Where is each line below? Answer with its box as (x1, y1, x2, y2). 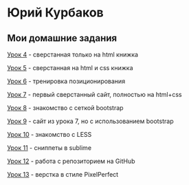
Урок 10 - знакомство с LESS (7, 131, 92, 138)
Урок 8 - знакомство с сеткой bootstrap (7, 104, 124, 111)
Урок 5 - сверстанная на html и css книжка (7, 64, 133, 72)
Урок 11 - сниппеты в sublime (7, 144, 91, 152)
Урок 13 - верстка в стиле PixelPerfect (7, 171, 119, 178)
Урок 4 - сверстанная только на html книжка (7, 50, 139, 58)
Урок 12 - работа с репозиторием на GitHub (7, 157, 135, 165)
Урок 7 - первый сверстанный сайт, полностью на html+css (7, 91, 182, 98)
